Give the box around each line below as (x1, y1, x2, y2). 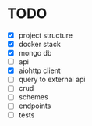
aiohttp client (18, 66, 62, 75)
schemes (18, 92, 48, 102)
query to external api (18, 75, 87, 85)
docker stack (18, 40, 62, 49)
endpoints (18, 101, 51, 110)
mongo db (18, 49, 52, 58)
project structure (18, 31, 73, 40)
